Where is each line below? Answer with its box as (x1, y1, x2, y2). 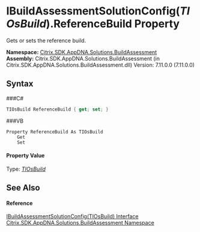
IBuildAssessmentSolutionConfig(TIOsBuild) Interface (6, 213, 139, 220)
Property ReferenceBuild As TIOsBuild (6, 129, 103, 135)
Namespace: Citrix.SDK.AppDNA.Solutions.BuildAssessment (6, 48, 157, 55)
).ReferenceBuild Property (46, 17, 180, 31)
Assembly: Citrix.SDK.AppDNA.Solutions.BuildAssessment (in (6, 55, 160, 62)
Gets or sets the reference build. (6, 37, 86, 44)
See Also (6, 183, 40, 193)
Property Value (6, 152, 45, 159)
